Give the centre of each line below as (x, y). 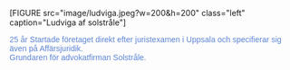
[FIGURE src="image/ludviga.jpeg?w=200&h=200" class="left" (128, 13)
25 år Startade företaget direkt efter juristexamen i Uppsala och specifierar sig (146, 39)
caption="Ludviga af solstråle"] (68, 22)
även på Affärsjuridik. (46, 48)
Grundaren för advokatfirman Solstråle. (78, 57)
